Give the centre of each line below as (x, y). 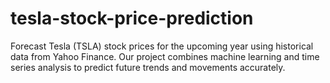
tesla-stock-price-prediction (132, 18)
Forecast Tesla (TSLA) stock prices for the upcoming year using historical (162, 46)
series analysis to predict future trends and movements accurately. (148, 67)
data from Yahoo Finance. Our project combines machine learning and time (165, 56)
